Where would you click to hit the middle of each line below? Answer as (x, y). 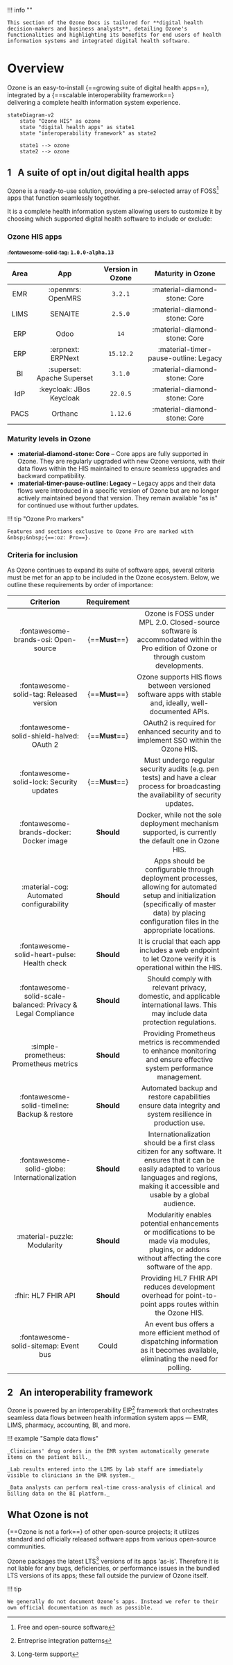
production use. (179, 1123)
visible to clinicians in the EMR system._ (71, 1475)
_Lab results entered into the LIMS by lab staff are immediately (105, 1469)
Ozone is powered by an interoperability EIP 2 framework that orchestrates (113, 1410)
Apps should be (179, 861)
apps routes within (189, 1304)
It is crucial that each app (179, 942)
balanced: (29, 1005)
